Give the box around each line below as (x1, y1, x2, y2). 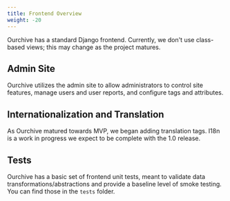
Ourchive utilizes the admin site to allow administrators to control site (7, 81, 204, 90)
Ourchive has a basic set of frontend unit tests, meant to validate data (7, 172, 206, 180)
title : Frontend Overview (7, 10, 82, 17)
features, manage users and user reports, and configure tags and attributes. (7, 88, 224, 97)
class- (195, 35, 214, 44)
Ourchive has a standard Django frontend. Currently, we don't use (7, 35, 195, 44)
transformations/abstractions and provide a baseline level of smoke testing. (7, 180, 222, 188)
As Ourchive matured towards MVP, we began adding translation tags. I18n (7, 127, 220, 135)
